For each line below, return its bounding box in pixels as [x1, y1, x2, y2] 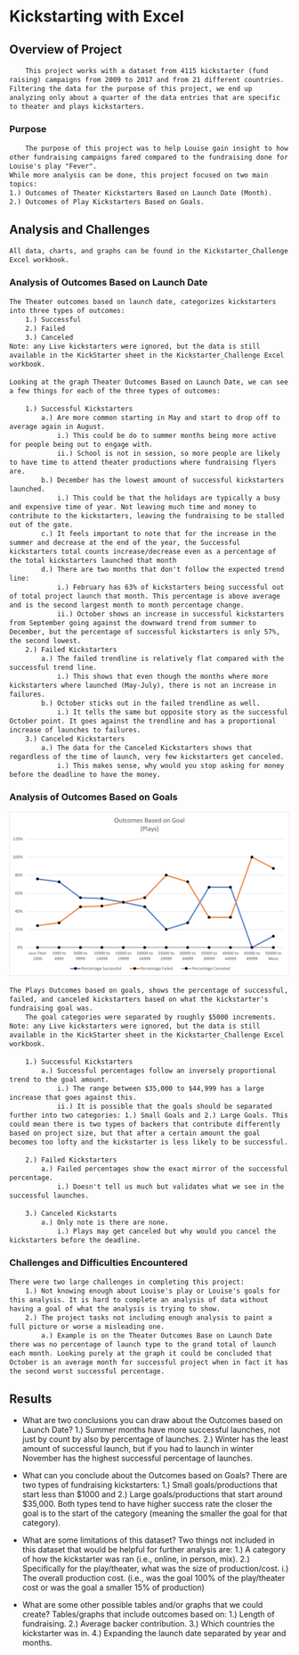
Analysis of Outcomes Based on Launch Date [9, 277, 208, 289]
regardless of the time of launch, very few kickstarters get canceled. [9, 752, 285, 762]
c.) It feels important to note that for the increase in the [41, 529, 277, 539]
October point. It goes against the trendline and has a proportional [9, 716, 277, 726]
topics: [9, 180, 38, 189]
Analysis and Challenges [9, 221, 150, 237]
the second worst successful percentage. [9, 1367, 166, 1376]
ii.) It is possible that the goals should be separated [56, 1102, 273, 1112]
